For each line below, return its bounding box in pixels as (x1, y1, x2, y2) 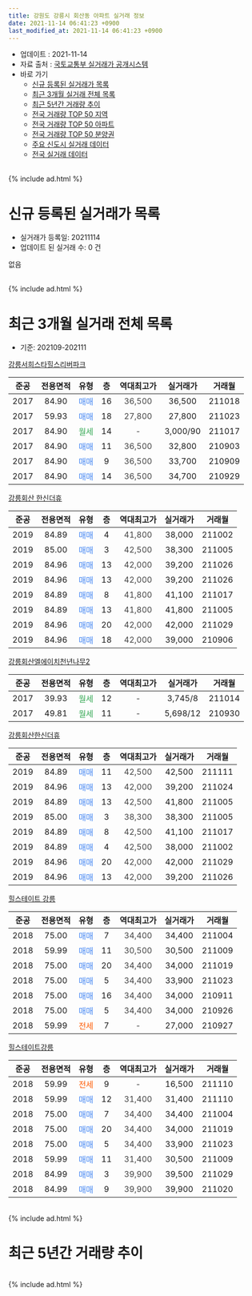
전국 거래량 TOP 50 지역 (31, 110, 108, 119)
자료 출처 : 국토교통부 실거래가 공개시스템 (19, 59, 149, 69)
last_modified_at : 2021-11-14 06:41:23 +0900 (8, 26, 162, 34)
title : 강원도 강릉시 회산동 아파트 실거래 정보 (8, 11, 145, 20)
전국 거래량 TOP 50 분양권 (31, 130, 114, 139)
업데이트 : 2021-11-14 (19, 50, 88, 59)
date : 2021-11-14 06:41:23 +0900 (8, 19, 120, 27)
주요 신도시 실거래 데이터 (31, 139, 110, 149)
